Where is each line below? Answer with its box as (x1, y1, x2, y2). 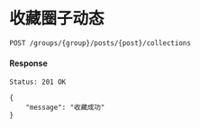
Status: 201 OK (9, 78, 67, 87)
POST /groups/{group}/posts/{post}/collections (9, 38, 192, 48)
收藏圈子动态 (9, 8, 105, 29)
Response (9, 58, 48, 69)
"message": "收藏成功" (25, 103, 105, 113)
